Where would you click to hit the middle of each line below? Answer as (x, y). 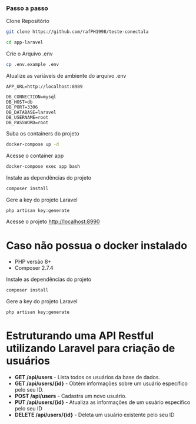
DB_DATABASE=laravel (31, 112)
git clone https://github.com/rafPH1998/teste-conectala (77, 32)
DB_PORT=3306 (22, 107)
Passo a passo (27, 8)
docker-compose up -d (33, 144)
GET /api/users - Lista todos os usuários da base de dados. (87, 377)
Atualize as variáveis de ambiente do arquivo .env (66, 75)
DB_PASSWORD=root (27, 122)
